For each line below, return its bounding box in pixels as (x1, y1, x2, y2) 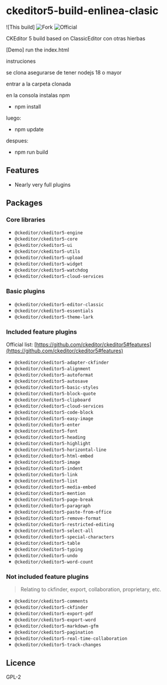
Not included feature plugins (6, 572, 89, 581)
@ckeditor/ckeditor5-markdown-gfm (14, 623, 99, 629)
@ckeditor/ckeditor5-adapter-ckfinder (14, 360, 109, 366)
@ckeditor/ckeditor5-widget (14, 261, 83, 267)
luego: (6, 114, 22, 121)
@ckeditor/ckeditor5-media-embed (14, 484, 96, 490)
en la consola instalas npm (6, 91, 70, 99)
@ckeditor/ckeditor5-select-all (14, 528, 93, 534)
